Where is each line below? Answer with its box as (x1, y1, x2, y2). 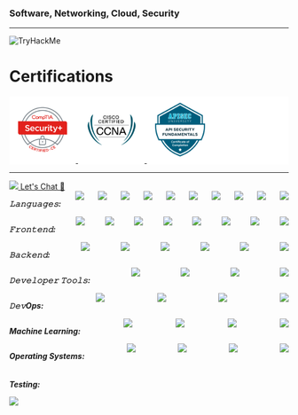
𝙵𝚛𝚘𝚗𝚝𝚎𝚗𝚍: (9, 224, 56, 235)
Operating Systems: (9, 351, 85, 362)
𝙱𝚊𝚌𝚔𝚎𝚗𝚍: (9, 249, 51, 260)
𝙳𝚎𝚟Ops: (9, 301, 44, 311)
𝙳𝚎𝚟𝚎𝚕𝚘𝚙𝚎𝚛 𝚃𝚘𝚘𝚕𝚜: (9, 275, 91, 286)
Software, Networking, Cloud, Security (9, 7, 180, 20)
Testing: (9, 379, 41, 389)
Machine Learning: (9, 326, 82, 337)
